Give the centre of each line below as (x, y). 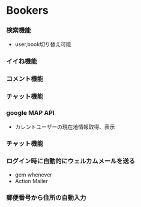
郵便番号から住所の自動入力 (46, 197)
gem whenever (33, 175)
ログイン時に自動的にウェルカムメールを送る (71, 161)
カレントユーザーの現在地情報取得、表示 (65, 127)
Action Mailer (31, 181)
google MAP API (31, 113)
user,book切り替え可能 (43, 44)
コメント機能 (25, 79)
